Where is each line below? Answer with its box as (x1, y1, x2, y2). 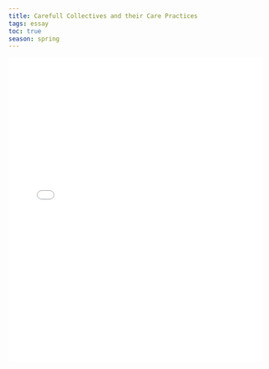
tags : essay (8, 20, 49, 28)
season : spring (8, 34, 60, 43)
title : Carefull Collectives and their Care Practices (8, 11, 198, 20)
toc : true (8, 27, 42, 35)
